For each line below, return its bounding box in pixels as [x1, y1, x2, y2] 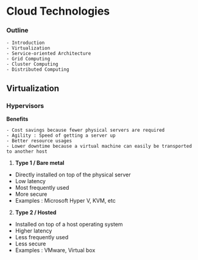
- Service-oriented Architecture [6, 51, 91, 57]
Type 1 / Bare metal [15, 159, 65, 167]
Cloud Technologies [6, 4, 110, 18]
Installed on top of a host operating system [15, 221, 123, 228]
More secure [15, 190, 48, 198]
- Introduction [6, 40, 45, 46]
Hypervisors [6, 101, 44, 110]
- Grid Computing [6, 56, 51, 62]
